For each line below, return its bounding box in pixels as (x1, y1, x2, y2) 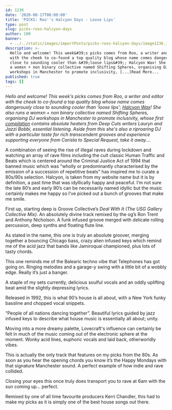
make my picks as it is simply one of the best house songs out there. (5, 399, 150, 405)
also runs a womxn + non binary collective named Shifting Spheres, (5, 109, 148, 115)
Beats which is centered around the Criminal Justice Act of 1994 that (5, 158, 150, 164)
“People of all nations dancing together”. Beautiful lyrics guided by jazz (5, 310, 155, 316)
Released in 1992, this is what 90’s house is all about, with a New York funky (5, 295, 166, 301)
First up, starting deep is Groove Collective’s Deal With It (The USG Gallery (5, 206, 163, 212)
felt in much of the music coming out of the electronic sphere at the (5, 330, 147, 337)
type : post (5, 22, 29, 27)
